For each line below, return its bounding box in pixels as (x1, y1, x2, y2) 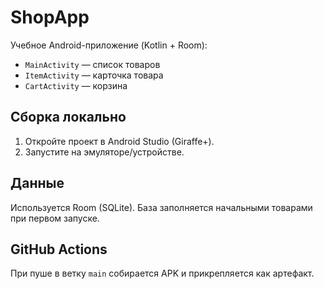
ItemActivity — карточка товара (24, 69, 164, 81)
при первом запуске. (10, 212, 100, 224)
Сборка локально (10, 109, 127, 126)
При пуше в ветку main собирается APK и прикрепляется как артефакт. (10, 267, 315, 280)
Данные (10, 175, 65, 192)
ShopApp (10, 6, 90, 29)
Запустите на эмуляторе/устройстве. (24, 146, 185, 158)
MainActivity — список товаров (24, 58, 161, 70)
